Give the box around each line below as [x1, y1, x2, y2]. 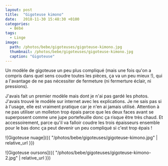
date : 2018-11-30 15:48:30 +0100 [5, 16, 80, 21]
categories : [5, 21, 30, 26]
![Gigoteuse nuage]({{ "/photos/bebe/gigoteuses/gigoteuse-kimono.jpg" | [5, 134, 158, 140]
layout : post [5, 7, 33, 12]
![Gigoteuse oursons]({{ [5, 149, 54, 155]
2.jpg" [5, 155, 18, 161]
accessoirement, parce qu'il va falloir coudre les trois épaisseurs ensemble [5, 119, 160, 125]
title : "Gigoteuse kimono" [5, 12, 64, 17]
